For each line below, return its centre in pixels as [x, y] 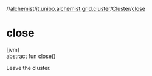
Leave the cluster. [29, 68]
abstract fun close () [31, 56]
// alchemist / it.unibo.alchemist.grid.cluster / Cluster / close [76, 9]
